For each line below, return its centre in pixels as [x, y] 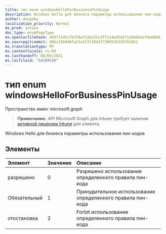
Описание [89, 163]
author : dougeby [22, 19]
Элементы [22, 149]
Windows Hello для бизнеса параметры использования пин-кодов [75, 134]
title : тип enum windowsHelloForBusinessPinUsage [57, 10]
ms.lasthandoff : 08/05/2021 [34, 56]
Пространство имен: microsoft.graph [44, 109]
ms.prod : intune [22, 28]
